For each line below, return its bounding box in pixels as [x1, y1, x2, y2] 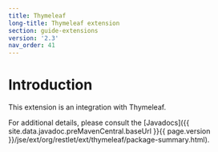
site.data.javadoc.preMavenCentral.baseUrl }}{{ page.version [8, 126, 211, 136]
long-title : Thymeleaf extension [8, 19, 120, 27]
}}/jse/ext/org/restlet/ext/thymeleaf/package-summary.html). [8, 135, 210, 145]
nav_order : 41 [8, 42, 56, 50]
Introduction [8, 76, 93, 94]
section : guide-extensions [8, 26, 99, 34]
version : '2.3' [8, 34, 59, 42]
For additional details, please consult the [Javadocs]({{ [8, 118, 190, 128]
